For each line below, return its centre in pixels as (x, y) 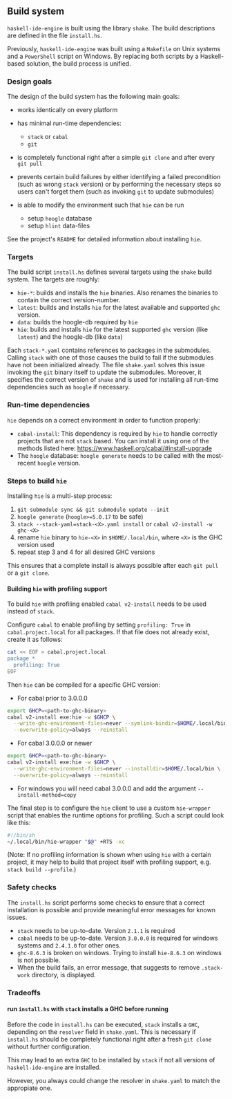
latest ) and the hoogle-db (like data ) (70, 337)
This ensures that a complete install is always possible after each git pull (113, 565)
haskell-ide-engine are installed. (54, 1067)
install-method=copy (47, 795)
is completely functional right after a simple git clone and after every (116, 158)
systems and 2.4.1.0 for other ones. (69, 945)
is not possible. (39, 960)
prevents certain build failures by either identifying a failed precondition (119, 177)
